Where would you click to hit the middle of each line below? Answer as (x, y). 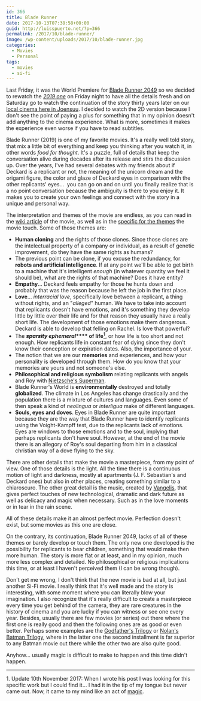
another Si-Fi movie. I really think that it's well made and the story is (90, 586)
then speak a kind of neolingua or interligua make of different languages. (105, 406)
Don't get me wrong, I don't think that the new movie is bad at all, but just (96, 579)
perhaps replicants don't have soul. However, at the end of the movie (100, 437)
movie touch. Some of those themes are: (56, 228)
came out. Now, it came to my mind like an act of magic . (75, 691)
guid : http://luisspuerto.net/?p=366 (53, 28)
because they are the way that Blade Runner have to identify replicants (102, 419)
